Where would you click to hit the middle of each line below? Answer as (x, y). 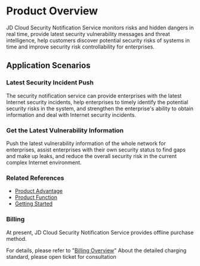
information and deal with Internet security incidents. (71, 114)
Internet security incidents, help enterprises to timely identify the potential (97, 102)
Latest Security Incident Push (50, 83)
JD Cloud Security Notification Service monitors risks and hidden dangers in (100, 28)
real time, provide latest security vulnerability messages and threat (88, 34)
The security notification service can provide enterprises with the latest (94, 96)
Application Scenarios (48, 66)
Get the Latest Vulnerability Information (65, 130)
